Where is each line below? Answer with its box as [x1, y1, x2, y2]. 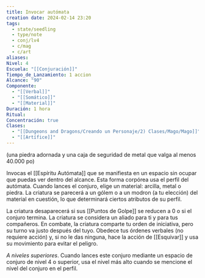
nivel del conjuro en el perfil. [6, 265, 78, 272]
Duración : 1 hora [6, 105, 51, 112]
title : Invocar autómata [6, 9, 70, 15]
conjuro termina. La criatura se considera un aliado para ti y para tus [6, 214, 178, 221]
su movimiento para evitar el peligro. [6, 239, 98, 247]
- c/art [12, 49, 32, 55]
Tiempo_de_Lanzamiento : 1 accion [6, 72, 92, 78]
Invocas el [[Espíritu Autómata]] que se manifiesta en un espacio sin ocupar [6, 169, 197, 176]
